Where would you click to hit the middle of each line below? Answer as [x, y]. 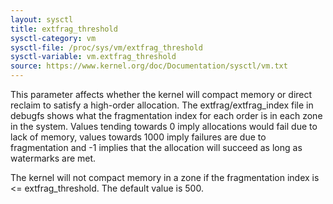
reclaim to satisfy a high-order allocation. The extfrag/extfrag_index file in [162, 105]
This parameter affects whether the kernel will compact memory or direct [161, 94]
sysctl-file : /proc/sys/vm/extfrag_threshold [106, 47]
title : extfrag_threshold [64, 29]
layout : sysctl [42, 19]
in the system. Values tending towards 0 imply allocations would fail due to [164, 126]
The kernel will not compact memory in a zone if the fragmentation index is [165, 177]
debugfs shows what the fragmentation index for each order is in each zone [166, 115]
